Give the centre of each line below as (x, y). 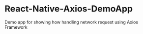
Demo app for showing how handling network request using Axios (71, 22)
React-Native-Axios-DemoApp (69, 9)
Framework (16, 27)
